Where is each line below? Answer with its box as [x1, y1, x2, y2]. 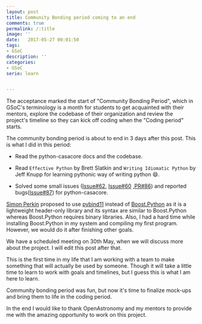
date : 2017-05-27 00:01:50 [6, 37, 79, 43]
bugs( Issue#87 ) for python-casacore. [14, 189, 108, 196]
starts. [6, 123, 22, 130]
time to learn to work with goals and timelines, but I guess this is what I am [6, 269, 191, 276]
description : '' [6, 54, 47, 60]
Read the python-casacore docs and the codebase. [14, 153, 143, 160]
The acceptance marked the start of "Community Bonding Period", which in [6, 98, 194, 105]
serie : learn [6, 70, 39, 76]
